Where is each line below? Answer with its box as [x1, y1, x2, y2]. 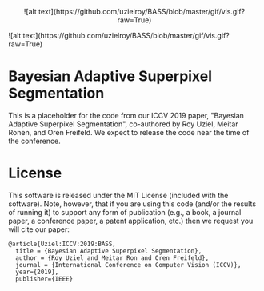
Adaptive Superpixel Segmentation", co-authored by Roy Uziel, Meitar [8, 119, 238, 129]
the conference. [8, 136, 62, 145]
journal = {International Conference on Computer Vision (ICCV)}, [15, 261, 242, 269]
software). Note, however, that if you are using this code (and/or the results [8, 199, 257, 209]
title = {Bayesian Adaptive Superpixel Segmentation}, [15, 247, 202, 255]
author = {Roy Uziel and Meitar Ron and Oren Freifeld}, [15, 253, 210, 262]
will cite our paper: [8, 224, 70, 234]
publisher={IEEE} [15, 275, 74, 283]
